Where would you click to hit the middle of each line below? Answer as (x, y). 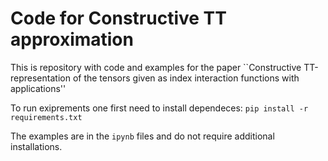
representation (40, 78)
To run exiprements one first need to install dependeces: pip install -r (159, 108)
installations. (36, 146)
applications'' (38, 88)
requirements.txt (46, 117)
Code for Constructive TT (118, 18)
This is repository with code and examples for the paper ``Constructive (156, 67)
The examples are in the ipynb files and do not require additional (142, 136)
